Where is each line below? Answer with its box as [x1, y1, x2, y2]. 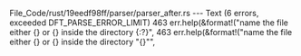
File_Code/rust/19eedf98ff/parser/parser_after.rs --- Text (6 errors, [9, 8, 259, 18]
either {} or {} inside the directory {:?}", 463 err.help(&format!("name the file [9, 27, 293, 37]
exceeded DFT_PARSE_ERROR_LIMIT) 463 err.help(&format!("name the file [9, 17, 288, 28]
